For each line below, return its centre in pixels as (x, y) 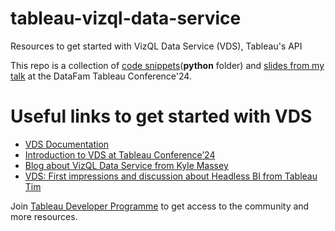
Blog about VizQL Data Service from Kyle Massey (126, 165)
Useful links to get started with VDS (161, 116)
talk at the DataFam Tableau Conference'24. (101, 76)
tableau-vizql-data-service (126, 18)
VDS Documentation (67, 144)
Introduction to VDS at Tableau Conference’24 (120, 154)
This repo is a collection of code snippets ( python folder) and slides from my (167, 65)
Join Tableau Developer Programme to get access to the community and (160, 206)
